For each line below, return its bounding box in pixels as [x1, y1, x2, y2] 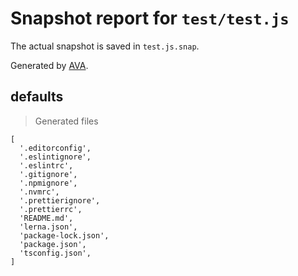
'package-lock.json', [19, 230, 110, 241]
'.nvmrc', [19, 187, 60, 197]
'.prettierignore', [19, 195, 101, 206]
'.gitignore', [19, 169, 78, 179]
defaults [10, 88, 64, 106]
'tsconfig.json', [19, 248, 92, 258]
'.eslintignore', [19, 152, 92, 162]
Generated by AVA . [10, 59, 89, 71]
